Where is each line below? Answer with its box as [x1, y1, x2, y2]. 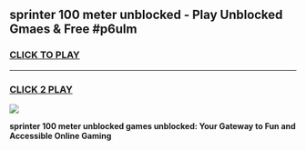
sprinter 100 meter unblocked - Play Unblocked [9, 7, 283, 23]
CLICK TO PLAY [9, 49, 80, 62]
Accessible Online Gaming [9, 130, 112, 141]
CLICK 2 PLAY [9, 83, 73, 95]
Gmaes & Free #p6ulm [9, 22, 138, 37]
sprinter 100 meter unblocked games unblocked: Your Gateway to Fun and [9, 120, 296, 131]
